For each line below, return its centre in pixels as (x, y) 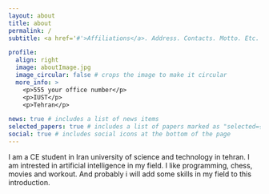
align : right (37, 60)
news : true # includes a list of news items (84, 119)
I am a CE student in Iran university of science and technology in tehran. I (129, 156)
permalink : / (30, 30)
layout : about (32, 16)
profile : (23, 53)
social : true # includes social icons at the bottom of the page (119, 134)
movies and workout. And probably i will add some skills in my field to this (130, 174)
